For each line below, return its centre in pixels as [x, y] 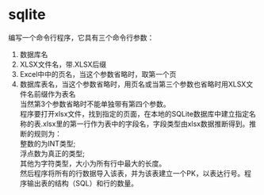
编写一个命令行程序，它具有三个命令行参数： [81, 37]
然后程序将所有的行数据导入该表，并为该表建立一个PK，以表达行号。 [132, 173]
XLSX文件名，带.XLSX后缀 [63, 64]
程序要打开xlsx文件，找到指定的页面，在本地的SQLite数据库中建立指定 [134, 113]
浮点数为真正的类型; [52, 153]
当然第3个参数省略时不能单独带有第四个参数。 [95, 104]
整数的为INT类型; [48, 143]
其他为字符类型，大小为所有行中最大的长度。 [93, 163]
